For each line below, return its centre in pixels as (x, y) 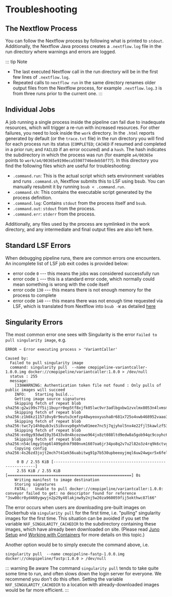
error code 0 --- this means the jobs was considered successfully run (86, 273)
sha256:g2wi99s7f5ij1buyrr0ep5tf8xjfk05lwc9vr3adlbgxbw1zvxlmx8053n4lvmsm (87, 408)
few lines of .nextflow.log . (41, 77)
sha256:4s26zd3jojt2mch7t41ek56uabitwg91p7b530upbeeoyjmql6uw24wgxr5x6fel (87, 453)
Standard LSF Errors (38, 246)
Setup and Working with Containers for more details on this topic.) (75, 535)
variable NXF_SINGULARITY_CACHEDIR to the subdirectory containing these (81, 524)
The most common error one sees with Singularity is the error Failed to (81, 335)
